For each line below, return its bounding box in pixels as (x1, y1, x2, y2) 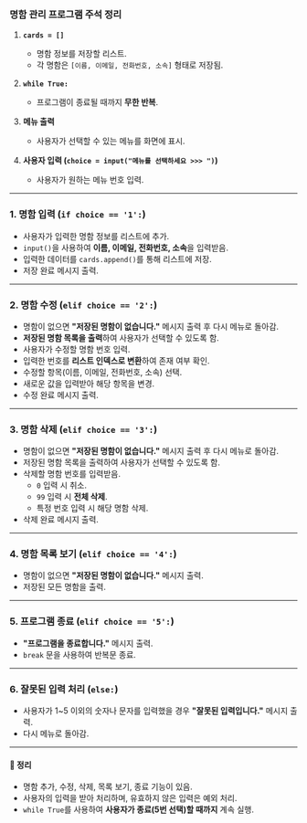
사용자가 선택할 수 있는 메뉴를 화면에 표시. (36, 135, 185, 147)
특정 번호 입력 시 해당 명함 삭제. (36, 502, 149, 513)
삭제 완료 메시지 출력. (22, 514, 99, 525)
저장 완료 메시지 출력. (22, 265, 99, 276)
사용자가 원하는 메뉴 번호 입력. (36, 174, 144, 185)
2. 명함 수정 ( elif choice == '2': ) (9, 299, 158, 311)
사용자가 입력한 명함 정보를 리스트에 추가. (22, 230, 170, 241)
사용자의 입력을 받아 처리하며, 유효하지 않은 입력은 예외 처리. (22, 793, 238, 804)
